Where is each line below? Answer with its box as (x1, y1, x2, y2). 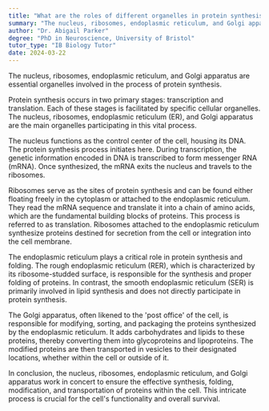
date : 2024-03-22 (8, 49, 66, 57)
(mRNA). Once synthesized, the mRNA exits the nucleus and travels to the (8, 162, 252, 171)
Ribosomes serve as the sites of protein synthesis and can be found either (8, 186, 254, 195)
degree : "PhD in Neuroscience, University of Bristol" (8, 34, 195, 42)
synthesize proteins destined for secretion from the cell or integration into (8, 228, 251, 237)
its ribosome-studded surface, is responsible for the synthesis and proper (8, 269, 252, 279)
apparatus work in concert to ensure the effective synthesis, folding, (8, 377, 234, 386)
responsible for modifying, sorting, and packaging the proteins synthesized (8, 319, 256, 328)
